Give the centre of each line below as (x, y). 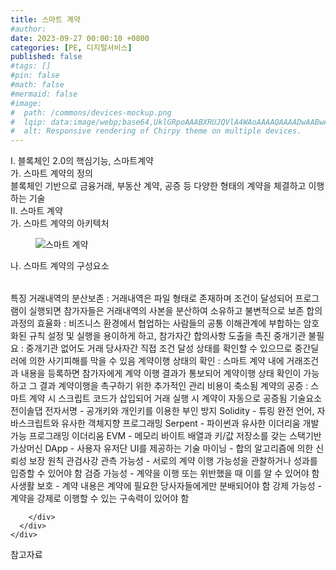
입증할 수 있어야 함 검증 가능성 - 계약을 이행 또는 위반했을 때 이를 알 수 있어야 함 (165, 473)
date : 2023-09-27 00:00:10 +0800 (80, 38)
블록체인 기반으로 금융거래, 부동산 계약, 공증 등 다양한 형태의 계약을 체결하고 (158, 186)
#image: (26, 103)
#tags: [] (31, 66)
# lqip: (28, 122)
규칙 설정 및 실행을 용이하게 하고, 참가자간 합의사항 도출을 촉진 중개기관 (167, 336)
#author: (28, 29)
